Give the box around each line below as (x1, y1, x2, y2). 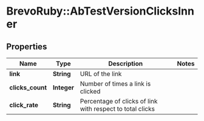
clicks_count (9, 83, 47, 92)
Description (108, 60, 143, 67)
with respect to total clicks (80, 105, 155, 113)
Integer (52, 83, 75, 92)
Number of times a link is (80, 80, 151, 88)
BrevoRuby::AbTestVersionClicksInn (6, 4, 194, 18)
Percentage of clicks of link (80, 97, 158, 105)
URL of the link (80, 70, 122, 78)
